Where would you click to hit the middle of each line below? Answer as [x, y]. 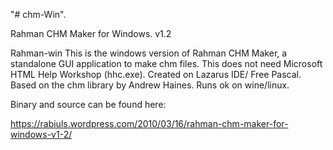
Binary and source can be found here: [88, 104]
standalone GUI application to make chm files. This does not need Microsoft [166, 63]
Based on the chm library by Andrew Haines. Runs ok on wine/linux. [150, 85]
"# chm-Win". [38, 14]
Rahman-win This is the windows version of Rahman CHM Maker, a [149, 53]
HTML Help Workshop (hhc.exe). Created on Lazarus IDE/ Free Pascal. [156, 74]
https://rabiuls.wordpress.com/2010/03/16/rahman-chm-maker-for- [149, 123]
